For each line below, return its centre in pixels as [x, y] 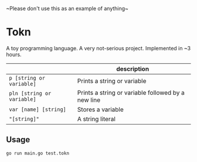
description [133, 68]
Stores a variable [101, 109]
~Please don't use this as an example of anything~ [67, 8]
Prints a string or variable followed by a [131, 92]
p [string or [27, 78]
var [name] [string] [38, 109]
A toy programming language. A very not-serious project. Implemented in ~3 [98, 48]
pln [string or [30, 93]
